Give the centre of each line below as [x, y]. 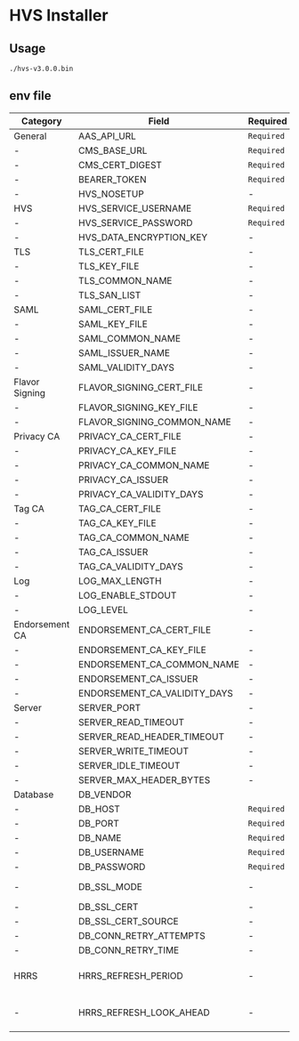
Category [41, 121]
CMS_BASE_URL [113, 150]
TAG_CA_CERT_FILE [120, 508]
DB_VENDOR [105, 795]
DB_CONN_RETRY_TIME [129, 950]
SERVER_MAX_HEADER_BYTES [145, 779]
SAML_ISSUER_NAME [125, 352]
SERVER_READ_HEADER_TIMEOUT [152, 737]
